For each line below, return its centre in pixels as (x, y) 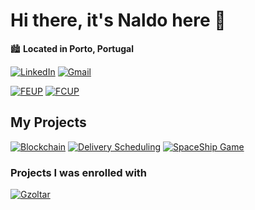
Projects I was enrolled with (79, 172)
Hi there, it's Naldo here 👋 (118, 20)
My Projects (48, 122)
